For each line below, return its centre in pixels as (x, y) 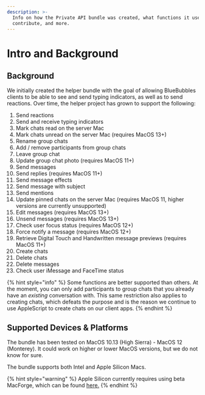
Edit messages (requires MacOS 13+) (62, 212)
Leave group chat (38, 154)
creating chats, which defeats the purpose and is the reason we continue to (102, 302)
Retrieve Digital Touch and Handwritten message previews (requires (101, 238)
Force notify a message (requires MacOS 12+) (73, 232)
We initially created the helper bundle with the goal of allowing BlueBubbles (102, 91)
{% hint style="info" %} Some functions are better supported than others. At (102, 283)
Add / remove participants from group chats (71, 148)
